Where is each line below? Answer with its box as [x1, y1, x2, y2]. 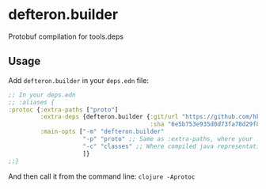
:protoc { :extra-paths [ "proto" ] [8, 105, 119, 114]
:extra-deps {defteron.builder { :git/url [40, 113, 179, 121]
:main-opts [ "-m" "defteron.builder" [40, 128, 165, 136]
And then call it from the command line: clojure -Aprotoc [8, 172, 196, 181]
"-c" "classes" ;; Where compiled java [82, 142, 215, 150]
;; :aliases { [8, 98, 55, 106]
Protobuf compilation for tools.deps [8, 32, 124, 41]
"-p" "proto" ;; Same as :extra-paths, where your [82, 135, 253, 143]
